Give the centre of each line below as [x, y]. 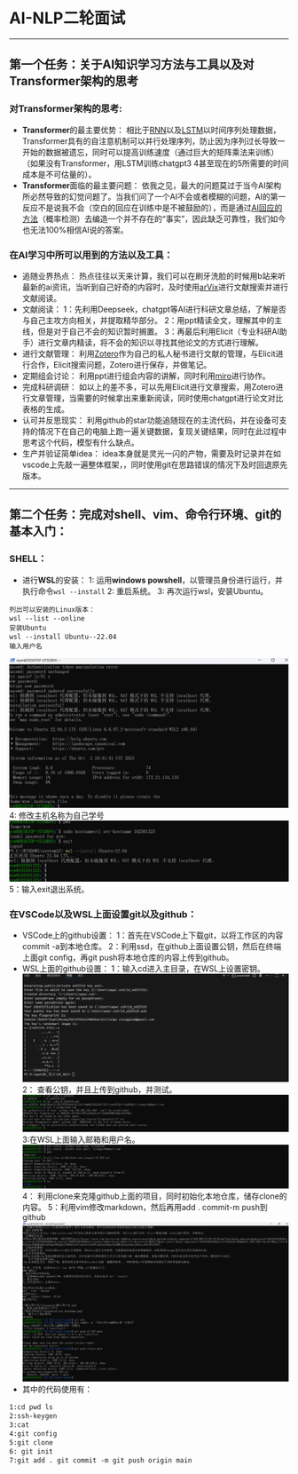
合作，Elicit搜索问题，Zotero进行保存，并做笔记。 [121, 364]
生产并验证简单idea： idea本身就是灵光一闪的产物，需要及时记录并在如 [151, 453]
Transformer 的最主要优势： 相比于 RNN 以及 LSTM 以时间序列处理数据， [151, 130]
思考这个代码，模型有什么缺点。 [80, 442]
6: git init [31, 1452]
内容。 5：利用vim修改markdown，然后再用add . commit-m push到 [145, 1207]
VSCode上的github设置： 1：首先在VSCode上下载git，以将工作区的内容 [153, 935]
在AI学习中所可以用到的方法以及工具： [91, 255]
